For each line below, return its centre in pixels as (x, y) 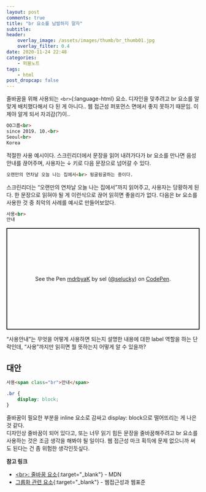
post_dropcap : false (33, 80)
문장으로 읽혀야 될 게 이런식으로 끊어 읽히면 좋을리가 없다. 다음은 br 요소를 (109, 194)
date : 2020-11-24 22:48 (37, 52)
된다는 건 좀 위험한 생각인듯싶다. (51, 448)
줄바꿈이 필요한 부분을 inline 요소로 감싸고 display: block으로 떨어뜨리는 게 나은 (102, 417)
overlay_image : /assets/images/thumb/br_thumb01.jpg (86, 40)
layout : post (23, 12)
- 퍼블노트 (29, 63)
